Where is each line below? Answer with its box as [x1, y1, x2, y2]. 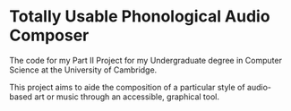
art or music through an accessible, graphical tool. [34, 91, 220, 102]
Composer [9, 25, 90, 46]
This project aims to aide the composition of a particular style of [9, 81, 245, 92]
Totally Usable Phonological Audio [9, 6, 270, 27]
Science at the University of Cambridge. [9, 64, 158, 75]
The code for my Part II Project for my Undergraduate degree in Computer [9, 55, 282, 65]
